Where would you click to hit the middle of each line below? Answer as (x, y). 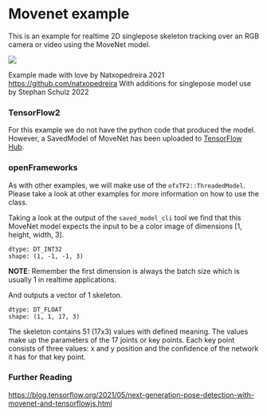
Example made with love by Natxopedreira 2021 (86, 75)
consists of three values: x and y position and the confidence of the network (133, 348)
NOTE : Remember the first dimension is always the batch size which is (124, 271)
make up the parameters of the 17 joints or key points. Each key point (122, 339)
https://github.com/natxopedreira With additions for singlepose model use (130, 83)
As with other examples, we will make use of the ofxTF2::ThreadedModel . (127, 185)
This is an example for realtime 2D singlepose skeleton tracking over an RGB (134, 36)
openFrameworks (43, 168)
